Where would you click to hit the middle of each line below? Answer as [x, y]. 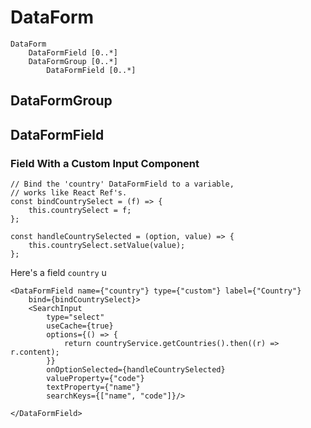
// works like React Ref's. [69, 193]
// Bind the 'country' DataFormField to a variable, [122, 184]
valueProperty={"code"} [95, 379]
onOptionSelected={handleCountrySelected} [136, 370]
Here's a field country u [58, 273]
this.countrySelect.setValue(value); [107, 246]
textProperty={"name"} [93, 387]
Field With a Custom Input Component [105, 163]
